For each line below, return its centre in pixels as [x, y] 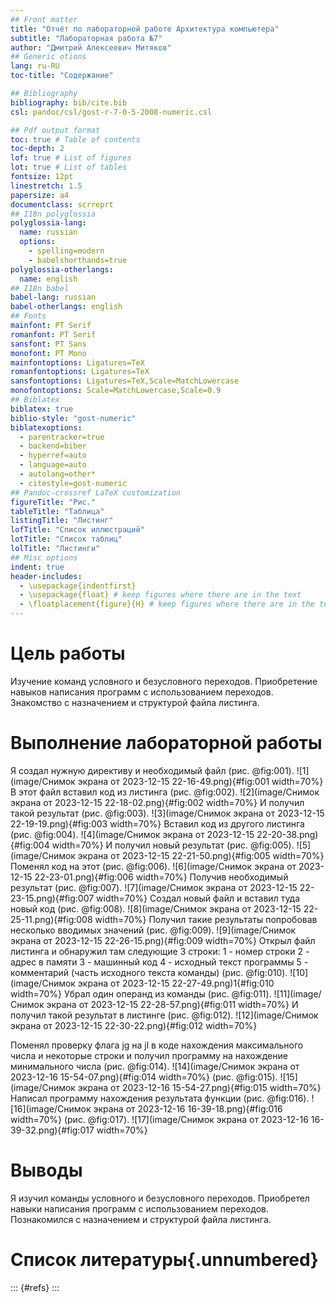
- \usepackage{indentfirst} [78, 586]
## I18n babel [40, 288]
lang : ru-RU [35, 66]
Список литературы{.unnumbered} [164, 1260]
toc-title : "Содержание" [62, 76]
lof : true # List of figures [71, 158]
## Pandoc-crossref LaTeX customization [96, 492]
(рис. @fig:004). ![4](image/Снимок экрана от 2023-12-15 [132, 834]
